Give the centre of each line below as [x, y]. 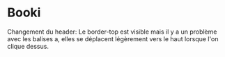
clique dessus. [28, 46]
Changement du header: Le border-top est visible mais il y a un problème [112, 32]
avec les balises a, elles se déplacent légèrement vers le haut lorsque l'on [113, 38]
